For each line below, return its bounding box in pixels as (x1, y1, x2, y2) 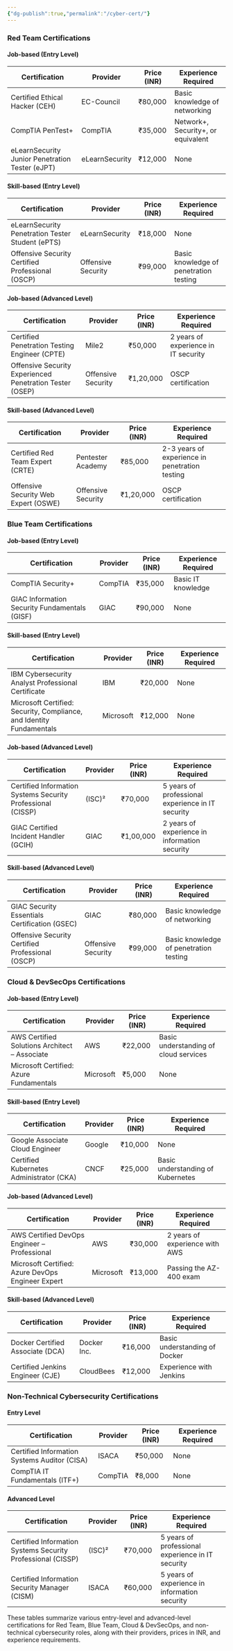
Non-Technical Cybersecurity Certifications (7, 1392, 159, 1401)
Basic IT (173, 574, 200, 584)
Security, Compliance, (10, 706, 83, 716)
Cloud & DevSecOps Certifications (7, 977, 126, 987)
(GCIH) (10, 840, 34, 850)
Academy (76, 461, 107, 471)
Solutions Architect (10, 1041, 73, 1051)
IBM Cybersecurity (10, 669, 72, 678)
